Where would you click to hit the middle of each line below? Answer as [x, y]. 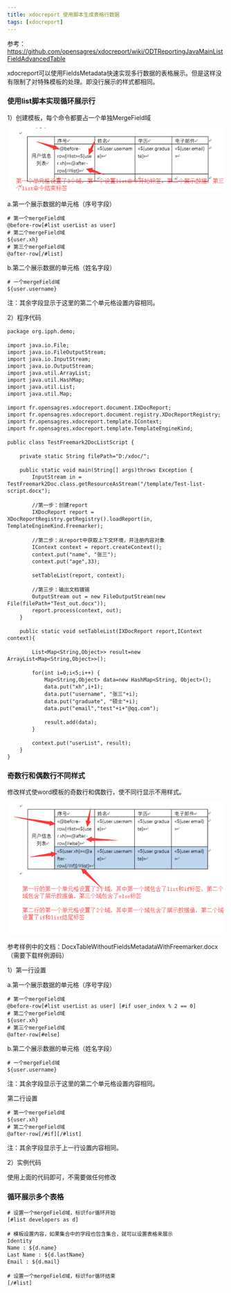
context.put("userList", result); [82, 743]
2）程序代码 [24, 318]
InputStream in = [57, 477]
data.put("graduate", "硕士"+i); [91, 702]
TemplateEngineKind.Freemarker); [55, 526]
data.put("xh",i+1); [74, 687]
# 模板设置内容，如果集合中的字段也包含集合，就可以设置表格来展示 [90, 1234]
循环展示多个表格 [36, 1197]
